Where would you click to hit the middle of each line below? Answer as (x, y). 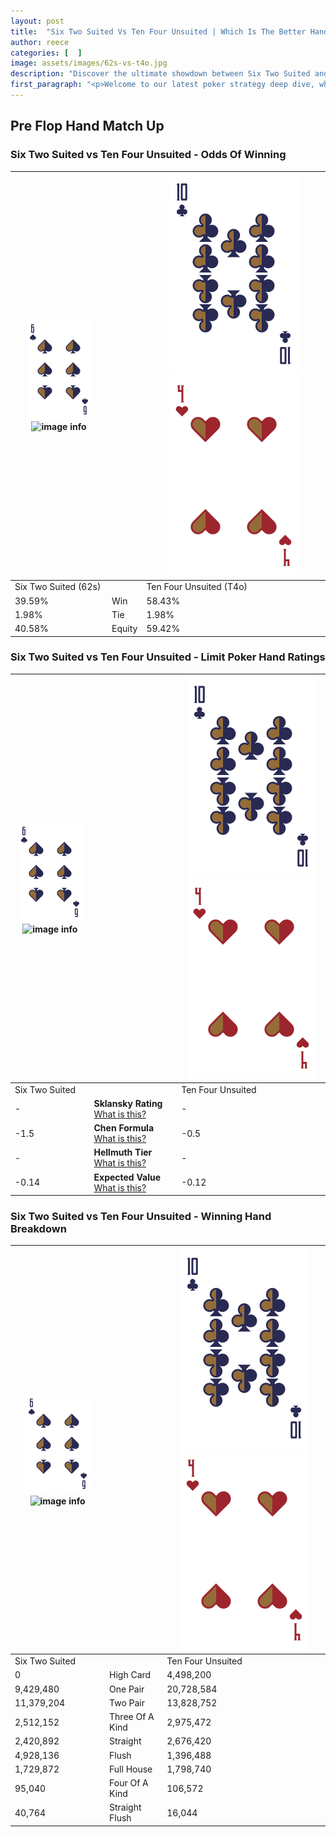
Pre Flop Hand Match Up (87, 126)
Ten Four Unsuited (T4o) (197, 587)
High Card (130, 1675)
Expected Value (127, 1177)
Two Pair (127, 1702)
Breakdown (38, 1229)
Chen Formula (124, 1128)
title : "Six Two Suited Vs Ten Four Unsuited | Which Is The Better (158, 31)
